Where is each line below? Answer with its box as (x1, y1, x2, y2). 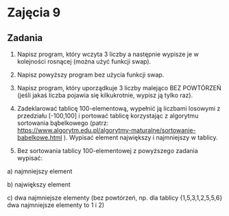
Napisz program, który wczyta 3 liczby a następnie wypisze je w (16, 50, 199, 58)
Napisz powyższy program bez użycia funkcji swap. (16, 70, 165, 79)
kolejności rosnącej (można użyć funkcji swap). (16, 57, 152, 66)
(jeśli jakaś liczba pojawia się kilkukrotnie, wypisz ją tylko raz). (16, 91, 193, 99)
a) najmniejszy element (7, 167, 73, 175)
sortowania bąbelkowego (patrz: (16, 119, 109, 127)
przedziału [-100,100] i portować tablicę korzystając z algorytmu (16, 111, 199, 120)
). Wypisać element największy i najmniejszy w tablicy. (63, 133, 218, 141)
